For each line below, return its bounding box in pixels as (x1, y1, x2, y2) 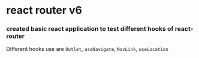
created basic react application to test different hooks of (6, 25, 174, 33)
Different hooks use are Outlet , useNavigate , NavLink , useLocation (6, 46, 169, 53)
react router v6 (6, 4, 83, 17)
